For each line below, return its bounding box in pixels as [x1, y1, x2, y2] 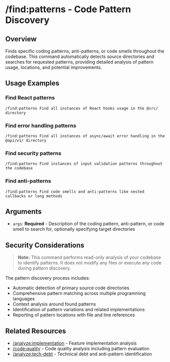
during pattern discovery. [17, 265, 71, 271]
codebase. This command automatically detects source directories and [5, 53, 154, 59]
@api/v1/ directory [5, 138, 47, 143]
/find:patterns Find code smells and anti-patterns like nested [5, 189, 145, 194]
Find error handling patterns [5, 122, 76, 129]
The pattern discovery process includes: [5, 275, 90, 281]
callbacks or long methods [5, 193, 63, 199]
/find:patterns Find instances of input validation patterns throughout [5, 161, 163, 166]
